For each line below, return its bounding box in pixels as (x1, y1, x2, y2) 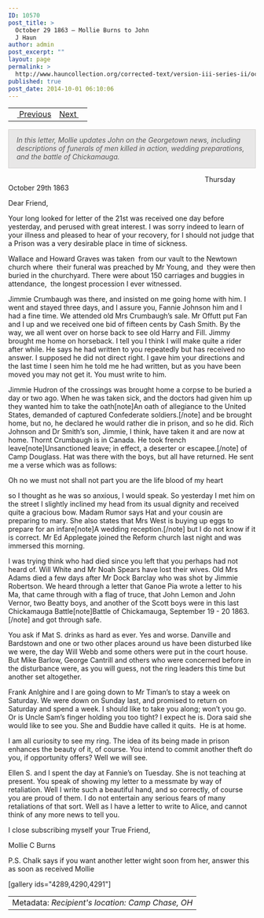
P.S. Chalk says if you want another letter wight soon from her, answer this (8, 856, 250, 865)
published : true (8, 77, 61, 85)
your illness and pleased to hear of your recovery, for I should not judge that (8, 230, 255, 240)
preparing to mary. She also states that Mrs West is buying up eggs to (8, 516, 234, 526)
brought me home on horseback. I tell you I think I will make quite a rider (8, 336, 242, 346)
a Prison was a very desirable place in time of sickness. (8, 239, 188, 248)
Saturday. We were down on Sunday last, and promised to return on (8, 696, 228, 705)
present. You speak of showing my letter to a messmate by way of (8, 777, 222, 786)
